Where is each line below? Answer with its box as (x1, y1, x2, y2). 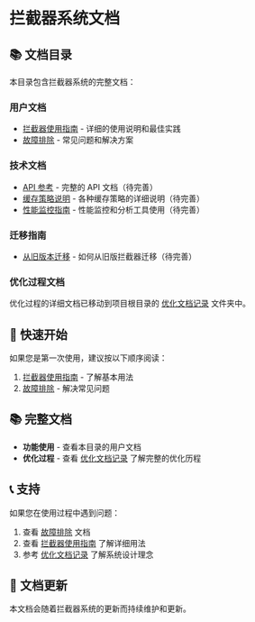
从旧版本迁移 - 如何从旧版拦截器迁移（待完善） (22, 251, 197, 261)
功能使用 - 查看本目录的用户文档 (22, 441, 142, 452)
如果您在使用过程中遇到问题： (9, 507, 120, 518)
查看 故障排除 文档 (22, 526, 91, 537)
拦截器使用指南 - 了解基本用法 (22, 371, 134, 382)
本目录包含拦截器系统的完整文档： (9, 77, 136, 87)
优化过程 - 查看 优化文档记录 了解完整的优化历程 (22, 453, 201, 463)
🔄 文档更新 (9, 578, 68, 593)
